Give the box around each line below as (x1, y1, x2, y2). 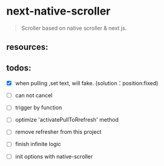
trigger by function (15, 104, 63, 111)
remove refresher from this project (15, 128, 102, 136)
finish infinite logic (15, 140, 61, 148)
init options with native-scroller (15, 153, 93, 160)
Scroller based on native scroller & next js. (21, 24, 127, 32)
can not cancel (15, 92, 53, 99)
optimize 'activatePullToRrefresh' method (15, 116, 119, 123)
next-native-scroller (6, 4, 111, 18)
